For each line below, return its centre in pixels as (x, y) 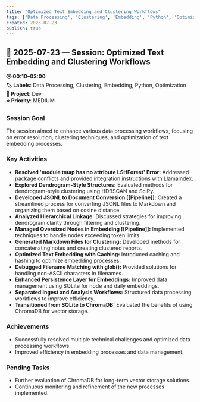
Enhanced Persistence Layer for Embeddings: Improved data (91, 279)
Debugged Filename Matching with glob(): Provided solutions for (96, 267)
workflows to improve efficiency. (55, 299)
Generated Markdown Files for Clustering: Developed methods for (97, 241)
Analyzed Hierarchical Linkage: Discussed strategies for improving (98, 216)
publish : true (24, 28)
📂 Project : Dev (24, 94)
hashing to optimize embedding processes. (68, 260)
